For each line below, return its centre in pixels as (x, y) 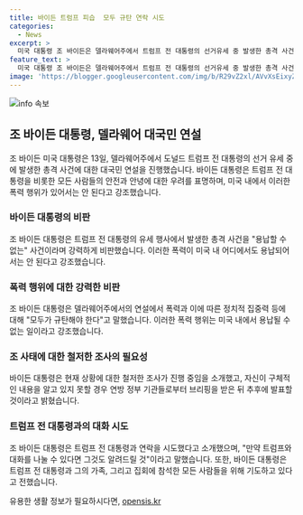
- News (30, 34)
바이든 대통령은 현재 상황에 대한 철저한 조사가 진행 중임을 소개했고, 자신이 (138, 378)
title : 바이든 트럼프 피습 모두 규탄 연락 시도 (87, 18)
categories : (32, 26)
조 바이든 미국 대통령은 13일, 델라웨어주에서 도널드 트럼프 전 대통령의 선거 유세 (147, 158)
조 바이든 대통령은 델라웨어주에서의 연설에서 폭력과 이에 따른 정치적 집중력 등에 (148, 309)
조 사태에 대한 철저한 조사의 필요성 (79, 357)
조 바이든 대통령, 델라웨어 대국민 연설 (106, 135)
